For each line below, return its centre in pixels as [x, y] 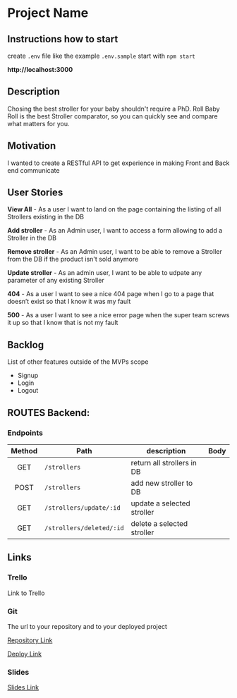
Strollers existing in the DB [46, 217]
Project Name [48, 13]
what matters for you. [38, 123]
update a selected [160, 503]
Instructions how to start [63, 39]
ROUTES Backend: [49, 413]
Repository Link [30, 640]
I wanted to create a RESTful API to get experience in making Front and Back [119, 163]
